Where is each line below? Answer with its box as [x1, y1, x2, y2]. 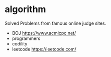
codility [12, 40, 28, 46]
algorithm [5, 4, 46, 15]
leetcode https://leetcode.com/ [12, 46, 76, 52]
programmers [12, 35, 41, 41]
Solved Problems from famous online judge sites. [5, 20, 106, 26]
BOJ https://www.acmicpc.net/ [12, 30, 76, 36]
